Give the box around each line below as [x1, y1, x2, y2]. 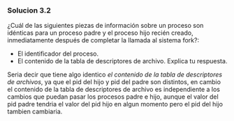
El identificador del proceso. [17, 49, 99, 58]
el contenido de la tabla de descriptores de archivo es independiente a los [7, 86, 220, 94]
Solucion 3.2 [7, 6, 51, 15]
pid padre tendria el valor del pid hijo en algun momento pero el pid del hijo [7, 100, 224, 108]
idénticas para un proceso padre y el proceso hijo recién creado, [7, 29, 193, 37]
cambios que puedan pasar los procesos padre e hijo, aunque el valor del [7, 92, 219, 101]
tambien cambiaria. [7, 107, 63, 116]
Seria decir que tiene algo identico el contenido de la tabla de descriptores [7, 70, 222, 79]
